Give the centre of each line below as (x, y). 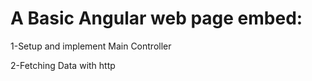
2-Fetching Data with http (63, 65)
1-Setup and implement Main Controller (91, 46)
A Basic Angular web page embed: (156, 18)
